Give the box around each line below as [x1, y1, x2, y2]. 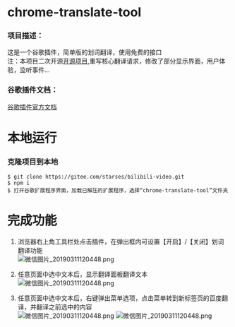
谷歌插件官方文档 [7, 102, 57, 111]
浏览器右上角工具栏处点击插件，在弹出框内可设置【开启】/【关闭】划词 [17, 237, 224, 246]
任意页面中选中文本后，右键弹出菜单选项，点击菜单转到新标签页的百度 [17, 294, 222, 302]
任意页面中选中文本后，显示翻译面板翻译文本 [17, 270, 148, 279]
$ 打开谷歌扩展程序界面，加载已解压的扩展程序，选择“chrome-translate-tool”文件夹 [7, 187, 229, 194]
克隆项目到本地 [7, 157, 59, 167]
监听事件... [19, 66, 51, 74]
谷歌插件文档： [7, 85, 59, 95]
